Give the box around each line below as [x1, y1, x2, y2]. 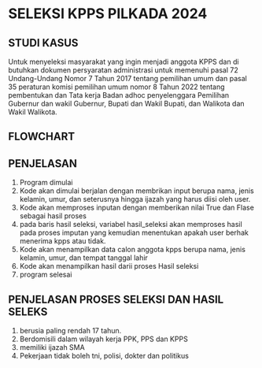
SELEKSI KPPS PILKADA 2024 [8, 5, 208, 23]
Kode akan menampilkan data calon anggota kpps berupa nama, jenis [19, 245, 246, 255]
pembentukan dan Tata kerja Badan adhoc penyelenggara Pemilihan [8, 91, 230, 99]
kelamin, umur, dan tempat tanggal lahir [19, 253, 148, 262]
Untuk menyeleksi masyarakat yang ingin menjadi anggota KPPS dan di [8, 57, 239, 66]
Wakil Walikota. [8, 107, 57, 117]
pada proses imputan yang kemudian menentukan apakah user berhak [19, 228, 249, 237]
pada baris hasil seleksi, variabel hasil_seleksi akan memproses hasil [19, 220, 242, 229]
